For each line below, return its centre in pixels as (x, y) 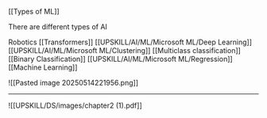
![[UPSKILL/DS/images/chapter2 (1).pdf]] (75, 105)
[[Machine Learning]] (43, 67)
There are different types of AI (58, 27)
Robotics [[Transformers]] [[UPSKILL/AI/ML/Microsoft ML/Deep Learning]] (130, 42)
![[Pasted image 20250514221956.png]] (74, 83)
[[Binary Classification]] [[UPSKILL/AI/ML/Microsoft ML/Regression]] (120, 59)
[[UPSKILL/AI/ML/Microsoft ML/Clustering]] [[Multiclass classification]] (124, 50)
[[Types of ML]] (34, 11)
